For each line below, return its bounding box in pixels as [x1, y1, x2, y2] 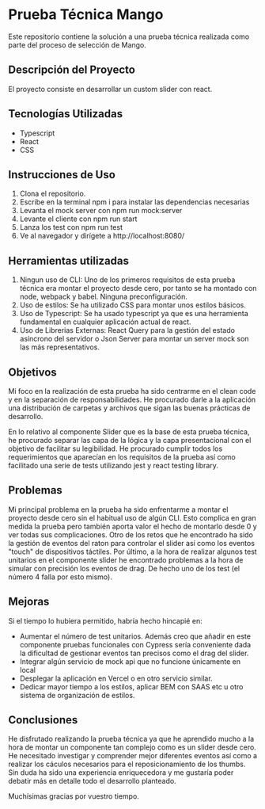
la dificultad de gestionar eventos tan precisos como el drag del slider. [19, 648, 249, 658]
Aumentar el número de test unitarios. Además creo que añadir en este [19, 632, 252, 641]
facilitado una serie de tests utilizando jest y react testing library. [8, 461, 219, 470]
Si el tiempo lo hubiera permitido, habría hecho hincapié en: [8, 616, 203, 625]
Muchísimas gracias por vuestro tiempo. [8, 792, 140, 801]
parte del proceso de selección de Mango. [8, 40, 146, 49]
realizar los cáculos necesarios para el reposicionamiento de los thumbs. [8, 759, 246, 769]
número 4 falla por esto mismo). [8, 572, 112, 582]
